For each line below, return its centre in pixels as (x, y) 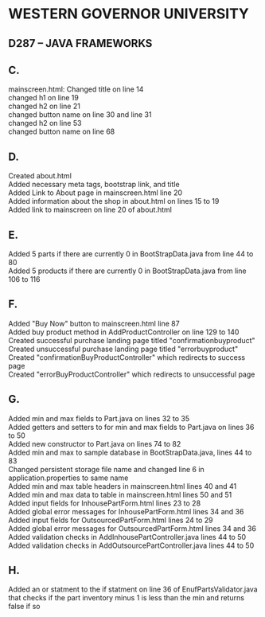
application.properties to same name (68, 478)
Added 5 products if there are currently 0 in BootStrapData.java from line (127, 271)
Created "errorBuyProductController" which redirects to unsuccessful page (132, 374)
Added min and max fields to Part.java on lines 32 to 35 (99, 418)
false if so (24, 607)
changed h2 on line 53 (45, 123)
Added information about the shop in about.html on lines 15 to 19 (114, 201)
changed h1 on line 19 (44, 98)
